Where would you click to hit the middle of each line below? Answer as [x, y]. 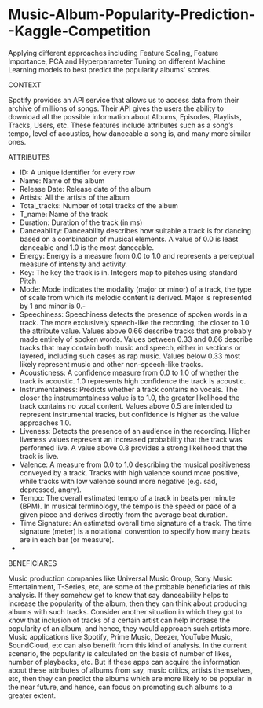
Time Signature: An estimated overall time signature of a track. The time [136, 523]
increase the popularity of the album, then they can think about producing [128, 603]
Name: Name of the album [62, 180]
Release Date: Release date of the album [85, 189]
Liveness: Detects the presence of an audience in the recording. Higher [135, 431]
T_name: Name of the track [64, 214]
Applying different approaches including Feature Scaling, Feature [113, 53]
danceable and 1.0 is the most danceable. [87, 247]
